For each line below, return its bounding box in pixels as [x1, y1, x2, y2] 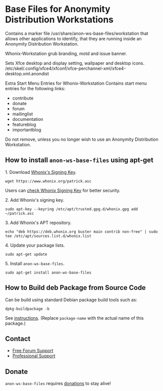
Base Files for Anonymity [5, 3, 111, 15]
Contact [5, 335, 31, 343]
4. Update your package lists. [5, 242, 65, 248]
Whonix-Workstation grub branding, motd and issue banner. [5, 51, 127, 56]
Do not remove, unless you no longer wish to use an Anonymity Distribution [5, 136, 159, 142]
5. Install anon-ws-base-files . [5, 260, 65, 266]
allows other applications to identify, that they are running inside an [5, 36, 142, 42]
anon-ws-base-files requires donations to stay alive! [5, 381, 111, 387]
